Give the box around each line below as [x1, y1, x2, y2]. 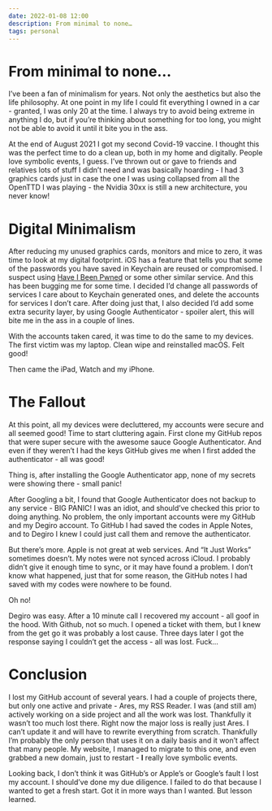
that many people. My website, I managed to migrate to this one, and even [8, 744, 257, 754]
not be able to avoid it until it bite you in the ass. [8, 124, 168, 133]
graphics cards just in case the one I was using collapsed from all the [8, 174, 240, 184]
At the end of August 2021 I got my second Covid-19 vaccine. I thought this [8, 139, 260, 149]
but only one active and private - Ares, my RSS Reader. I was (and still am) [8, 701, 257, 711]
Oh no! [8, 595, 31, 605]
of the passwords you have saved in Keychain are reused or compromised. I [8, 264, 262, 273]
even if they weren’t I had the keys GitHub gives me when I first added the [8, 446, 256, 456]
